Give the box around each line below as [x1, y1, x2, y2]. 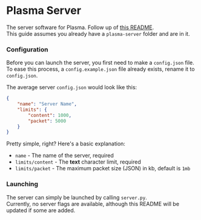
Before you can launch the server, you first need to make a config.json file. [6, 59, 195, 67]
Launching [6, 180, 38, 188]
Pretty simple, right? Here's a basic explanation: [6, 140, 126, 147]
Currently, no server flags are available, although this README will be [6, 200, 180, 207]
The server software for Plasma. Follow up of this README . [6, 24, 154, 31]
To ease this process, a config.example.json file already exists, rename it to [6, 65, 195, 73]
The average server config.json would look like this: [6, 84, 137, 91]
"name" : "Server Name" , [17, 101, 77, 107]
